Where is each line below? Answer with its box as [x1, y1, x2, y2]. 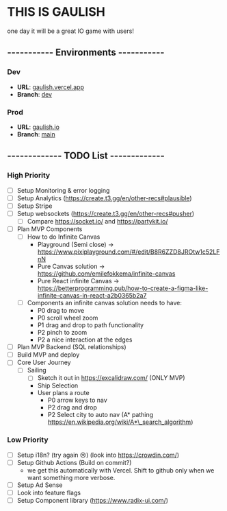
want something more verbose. [27, 473, 116, 482]
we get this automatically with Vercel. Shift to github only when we [27, 466, 215, 474]
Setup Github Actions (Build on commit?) [16, 458, 132, 466]
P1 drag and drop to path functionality [37, 321, 144, 329]
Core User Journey [16, 358, 71, 367]
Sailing [27, 366, 46, 375]
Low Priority [7, 435, 49, 444]
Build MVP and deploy [16, 350, 80, 359]
